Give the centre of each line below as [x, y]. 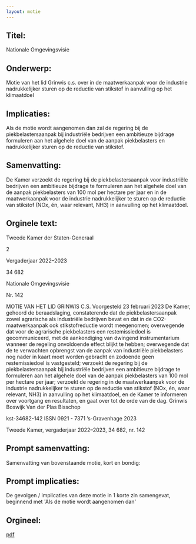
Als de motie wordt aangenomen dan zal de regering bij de [77, 128]
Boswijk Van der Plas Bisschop [43, 407]
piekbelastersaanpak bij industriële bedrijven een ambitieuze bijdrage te [93, 369]
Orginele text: [32, 223]
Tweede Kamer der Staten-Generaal [50, 238]
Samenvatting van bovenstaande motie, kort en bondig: [73, 462]
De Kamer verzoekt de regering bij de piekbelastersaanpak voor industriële [97, 179]
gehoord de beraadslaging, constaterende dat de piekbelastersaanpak [92, 313]
